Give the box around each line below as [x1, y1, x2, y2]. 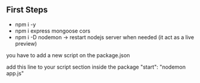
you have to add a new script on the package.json [6, 51, 131, 59]
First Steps [6, 5, 48, 15]
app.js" [6, 69, 24, 77]
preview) [14, 40, 37, 47]
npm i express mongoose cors [14, 27, 90, 34]
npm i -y [14, 20, 36, 28]
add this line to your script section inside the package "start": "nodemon [6, 63, 186, 70]
